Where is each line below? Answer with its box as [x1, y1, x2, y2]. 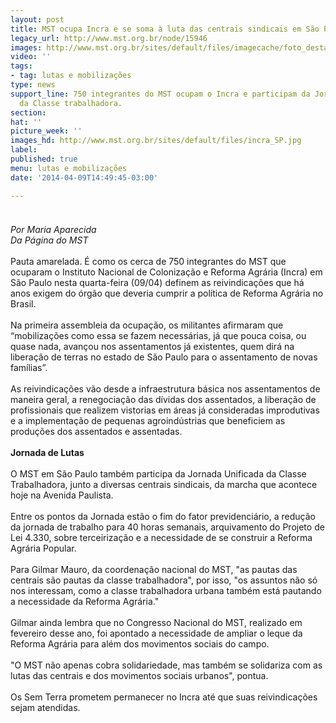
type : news [10, 80, 56, 90]
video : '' [10, 52, 52, 62]
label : [10, 145, 38, 155]
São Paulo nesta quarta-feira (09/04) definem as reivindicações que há [10, 276, 305, 288]
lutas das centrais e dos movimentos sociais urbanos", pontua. [10, 669, 269, 681]
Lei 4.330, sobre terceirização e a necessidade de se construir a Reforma [10, 531, 313, 543]
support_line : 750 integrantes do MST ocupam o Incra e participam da [10, 89, 311, 99]
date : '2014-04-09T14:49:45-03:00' [10, 172, 159, 183]
